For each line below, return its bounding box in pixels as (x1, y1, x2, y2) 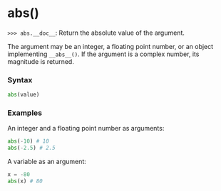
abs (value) (7, 91, 40, 99)
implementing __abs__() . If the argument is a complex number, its (7, 50, 200, 58)
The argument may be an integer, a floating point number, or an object (7, 42, 214, 50)
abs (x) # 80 (7, 178, 43, 185)
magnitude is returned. (7, 57, 75, 65)
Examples (7, 108, 43, 118)
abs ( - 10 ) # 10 (7, 138, 50, 145)
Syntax (7, 75, 33, 84)
